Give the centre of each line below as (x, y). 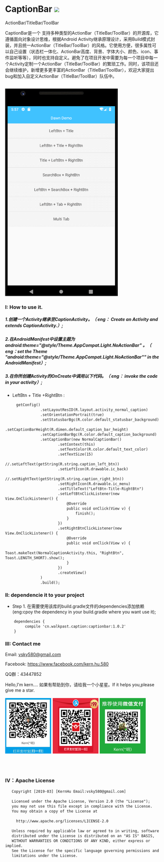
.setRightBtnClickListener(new (90, 528)
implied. (14, 846)
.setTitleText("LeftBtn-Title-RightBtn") (101, 489)
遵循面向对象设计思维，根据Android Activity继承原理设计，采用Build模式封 (80, 39)
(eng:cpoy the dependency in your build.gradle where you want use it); (84, 612)
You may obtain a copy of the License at (55, 811)
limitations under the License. (45, 856)
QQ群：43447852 (23, 674)
